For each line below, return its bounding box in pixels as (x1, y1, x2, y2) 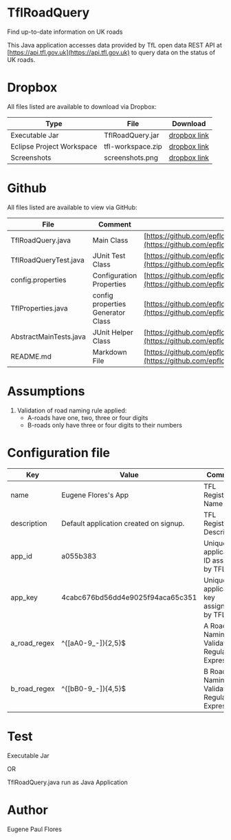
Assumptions (7, 384, 85, 399)
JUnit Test (92, 251, 126, 260)
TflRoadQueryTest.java (10, 255, 85, 264)
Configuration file (7, 445, 110, 461)
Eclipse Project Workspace (10, 141, 98, 151)
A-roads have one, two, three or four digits (27, 413, 148, 421)
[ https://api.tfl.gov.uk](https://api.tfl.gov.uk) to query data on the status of (7, 48, 215, 56)
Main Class (92, 235, 129, 245)
